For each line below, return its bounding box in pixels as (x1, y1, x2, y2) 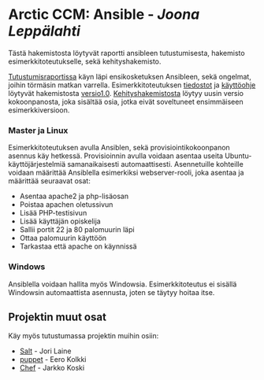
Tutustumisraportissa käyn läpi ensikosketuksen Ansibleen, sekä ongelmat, (8, 72, 252, 81)
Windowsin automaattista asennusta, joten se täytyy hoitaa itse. (8, 287, 215, 297)
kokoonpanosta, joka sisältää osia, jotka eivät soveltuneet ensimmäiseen (8, 97, 244, 106)
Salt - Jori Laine (19, 346, 72, 356)
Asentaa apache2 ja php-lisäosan (19, 191, 128, 201)
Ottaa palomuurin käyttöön (19, 234, 107, 243)
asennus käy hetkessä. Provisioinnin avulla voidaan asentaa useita (8, 151, 223, 160)
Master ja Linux (8, 124, 69, 135)
